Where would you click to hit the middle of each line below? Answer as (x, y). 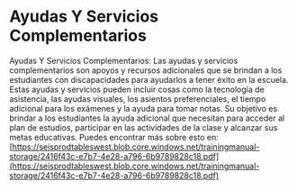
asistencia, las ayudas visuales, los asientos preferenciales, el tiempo (138, 99)
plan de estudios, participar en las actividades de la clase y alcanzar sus (144, 127)
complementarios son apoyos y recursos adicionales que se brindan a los (146, 70)
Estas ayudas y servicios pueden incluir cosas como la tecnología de (137, 89)
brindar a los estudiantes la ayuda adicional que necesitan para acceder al (147, 118)
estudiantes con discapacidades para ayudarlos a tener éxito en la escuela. (149, 79)
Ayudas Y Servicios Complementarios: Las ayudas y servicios (124, 60)
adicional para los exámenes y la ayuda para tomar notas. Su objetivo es (144, 108)
